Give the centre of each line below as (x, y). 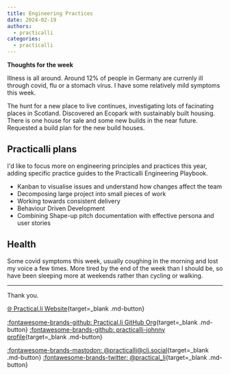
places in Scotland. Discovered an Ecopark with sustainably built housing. (111, 113)
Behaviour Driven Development (61, 208)
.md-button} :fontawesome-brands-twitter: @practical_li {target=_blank (107, 357)
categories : (24, 39)
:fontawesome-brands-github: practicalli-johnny (98, 329)
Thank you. (23, 295)
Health (22, 244)
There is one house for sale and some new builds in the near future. (103, 120)
